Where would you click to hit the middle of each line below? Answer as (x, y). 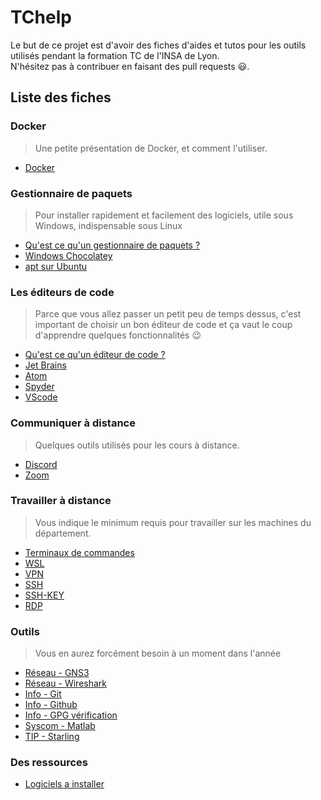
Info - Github (51, 705)
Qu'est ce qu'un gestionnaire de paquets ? (112, 245)
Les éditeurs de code (62, 292)
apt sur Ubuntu (56, 266)
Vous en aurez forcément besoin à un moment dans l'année (158, 653)
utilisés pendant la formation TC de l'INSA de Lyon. (115, 55)
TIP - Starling (52, 737)
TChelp (41, 17)
